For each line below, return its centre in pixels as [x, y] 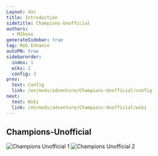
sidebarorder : [24, 57]
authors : [17, 29]
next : [13, 96]
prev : [13, 79]
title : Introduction [32, 18]
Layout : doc [21, 12]
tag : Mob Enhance [28, 46]
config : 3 [24, 74]
